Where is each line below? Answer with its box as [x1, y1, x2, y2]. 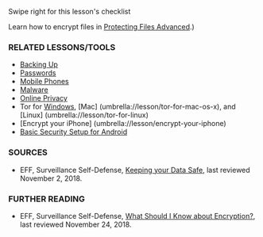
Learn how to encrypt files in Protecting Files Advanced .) [8, 22, 195, 31]
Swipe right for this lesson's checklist [8, 7, 131, 16]
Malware [19, 85, 49, 94]
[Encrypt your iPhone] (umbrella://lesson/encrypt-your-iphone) [19, 119, 226, 128]
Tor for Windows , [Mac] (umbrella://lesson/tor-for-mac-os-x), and [19, 102, 236, 112]
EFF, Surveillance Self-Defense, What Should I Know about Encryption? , [19, 211, 256, 220]
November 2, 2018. [19, 174, 83, 183]
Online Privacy [19, 94, 68, 103]
